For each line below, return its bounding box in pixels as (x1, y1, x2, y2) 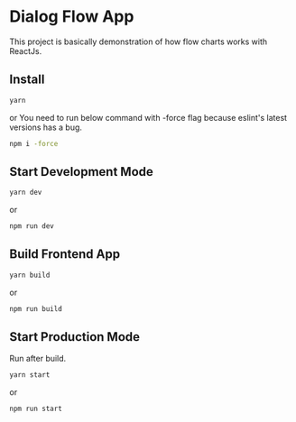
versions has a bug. (9, 122, 83, 133)
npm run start (9, 404, 63, 414)
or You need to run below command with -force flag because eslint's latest (9, 112, 287, 123)
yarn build (9, 271, 51, 280)
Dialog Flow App (9, 6, 134, 27)
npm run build (9, 304, 63, 313)
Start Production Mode (9, 329, 141, 344)
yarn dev (9, 188, 42, 197)
